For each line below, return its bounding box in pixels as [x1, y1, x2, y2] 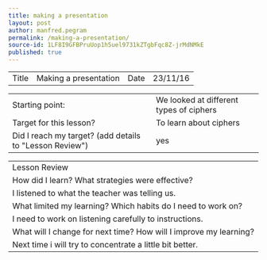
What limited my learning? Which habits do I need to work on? [12, 201, 243, 211]
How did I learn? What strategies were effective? [12, 175, 193, 185]
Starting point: [12, 100, 65, 110]
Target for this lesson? [12, 117, 95, 128]
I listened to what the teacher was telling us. [12, 188, 176, 198]
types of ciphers [156, 105, 217, 115]
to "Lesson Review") [12, 140, 89, 151]
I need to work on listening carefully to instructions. [12, 213, 203, 224]
